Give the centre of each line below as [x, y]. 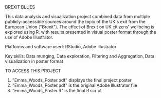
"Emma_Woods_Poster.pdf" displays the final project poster [72, 80]
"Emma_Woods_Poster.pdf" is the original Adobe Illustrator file [75, 85]
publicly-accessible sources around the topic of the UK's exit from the [75, 22]
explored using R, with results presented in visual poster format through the [81, 32]
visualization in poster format [34, 61]
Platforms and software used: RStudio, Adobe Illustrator [61, 47]
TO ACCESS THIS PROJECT [33, 71]
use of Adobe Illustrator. [29, 37]
